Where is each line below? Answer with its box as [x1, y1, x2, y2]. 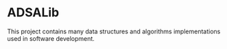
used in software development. [7, 34, 95, 42]
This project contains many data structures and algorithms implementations [7, 27, 221, 35]
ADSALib [7, 5, 60, 20]
